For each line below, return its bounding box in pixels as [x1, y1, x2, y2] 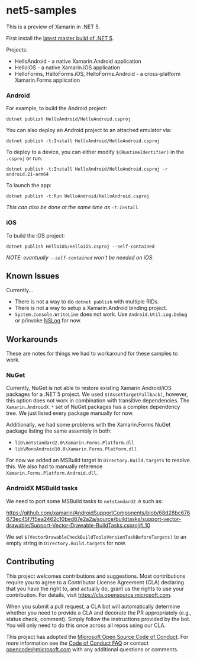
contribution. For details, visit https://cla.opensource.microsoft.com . [6, 591, 172, 599]
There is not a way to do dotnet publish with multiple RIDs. [14, 298, 160, 305]
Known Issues [6, 271, 60, 281]
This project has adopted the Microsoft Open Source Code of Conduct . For [6, 633, 189, 640]
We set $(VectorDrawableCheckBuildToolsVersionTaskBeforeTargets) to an [6, 533, 187, 540]
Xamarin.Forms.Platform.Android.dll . [6, 469, 98, 476]
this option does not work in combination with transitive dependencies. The [6, 397, 190, 404]
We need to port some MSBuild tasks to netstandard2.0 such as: [6, 497, 163, 504]
